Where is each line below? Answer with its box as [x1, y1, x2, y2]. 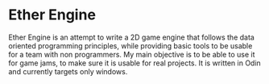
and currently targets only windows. [8, 66, 128, 76]
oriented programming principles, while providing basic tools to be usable [8, 40, 253, 50]
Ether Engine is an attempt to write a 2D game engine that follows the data [8, 32, 255, 42]
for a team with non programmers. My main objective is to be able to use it [8, 49, 255, 59]
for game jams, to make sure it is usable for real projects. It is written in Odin [8, 58, 262, 68]
